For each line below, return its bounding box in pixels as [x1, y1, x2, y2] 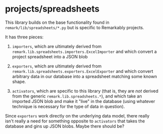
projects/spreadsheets [5, 3, 100, 15]
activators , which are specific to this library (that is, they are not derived [12, 88, 159, 94]
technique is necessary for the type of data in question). [12, 103, 125, 109]
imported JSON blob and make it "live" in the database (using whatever [12, 98, 155, 104]
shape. [12, 79, 26, 84]
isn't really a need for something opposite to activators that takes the [5, 118, 145, 124]
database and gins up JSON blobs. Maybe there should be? [5, 123, 125, 129]
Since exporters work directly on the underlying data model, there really [5, 113, 150, 118]
